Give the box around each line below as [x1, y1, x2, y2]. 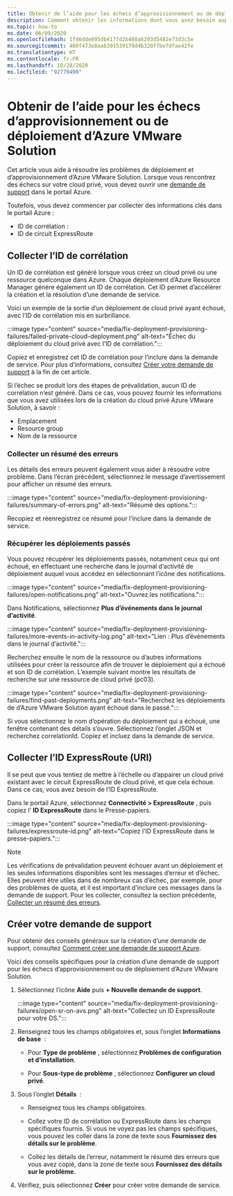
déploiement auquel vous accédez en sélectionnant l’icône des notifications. [7, 569, 226, 577]
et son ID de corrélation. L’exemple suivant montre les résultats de [7, 667, 196, 676]
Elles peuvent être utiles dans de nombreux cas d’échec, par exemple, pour [7, 876, 223, 884]
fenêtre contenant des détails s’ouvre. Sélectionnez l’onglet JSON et [7, 724, 202, 733]
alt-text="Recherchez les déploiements [113, 696, 225, 704]
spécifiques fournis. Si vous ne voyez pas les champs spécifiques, [27, 1124, 218, 1133]
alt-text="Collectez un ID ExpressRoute [103, 1007, 216, 1015]
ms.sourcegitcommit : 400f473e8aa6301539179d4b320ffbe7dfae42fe [7, 42, 194, 49]
